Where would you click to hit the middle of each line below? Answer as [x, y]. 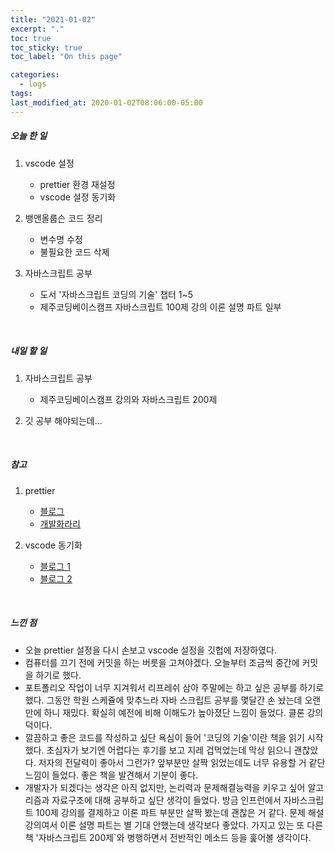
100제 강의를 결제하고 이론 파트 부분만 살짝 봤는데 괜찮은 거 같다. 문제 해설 [180, 812]
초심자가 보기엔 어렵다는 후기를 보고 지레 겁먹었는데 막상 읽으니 [169, 750]
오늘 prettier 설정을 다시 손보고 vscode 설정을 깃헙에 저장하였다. [150, 650]
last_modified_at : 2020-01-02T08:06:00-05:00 [106, 102]
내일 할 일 [29, 351]
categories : [35, 75]
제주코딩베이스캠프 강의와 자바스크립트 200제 [128, 399]
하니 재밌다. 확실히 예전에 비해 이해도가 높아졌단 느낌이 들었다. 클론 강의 [183, 712]
